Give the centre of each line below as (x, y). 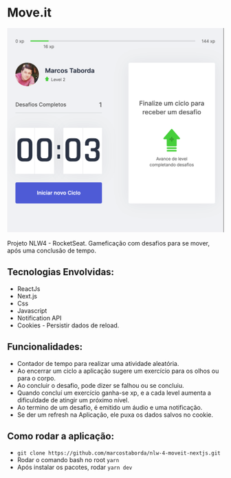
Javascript (32, 310)
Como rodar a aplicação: (61, 436)
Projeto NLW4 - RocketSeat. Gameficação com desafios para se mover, (109, 243)
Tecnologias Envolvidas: (61, 272)
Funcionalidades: (45, 347)
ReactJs (29, 289)
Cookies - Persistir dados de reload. (68, 325)
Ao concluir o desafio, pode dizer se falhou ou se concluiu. (100, 385)
